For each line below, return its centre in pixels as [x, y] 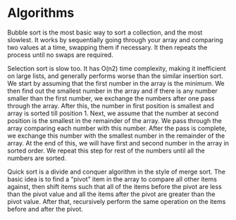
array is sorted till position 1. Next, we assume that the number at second [113, 113]
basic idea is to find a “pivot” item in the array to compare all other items [112, 179]
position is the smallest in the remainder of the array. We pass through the [114, 120]
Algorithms [41, 13]
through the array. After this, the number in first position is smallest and [111, 105]
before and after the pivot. [45, 209]
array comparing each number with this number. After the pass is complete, [117, 128]
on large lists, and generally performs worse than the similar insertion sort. [115, 76]
